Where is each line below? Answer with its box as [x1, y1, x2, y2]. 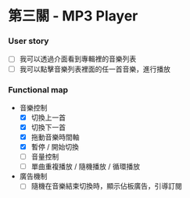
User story [8, 36, 49, 47]
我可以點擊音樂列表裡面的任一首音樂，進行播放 [19, 64, 170, 74]
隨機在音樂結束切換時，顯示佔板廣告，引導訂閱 [30, 182, 182, 191]
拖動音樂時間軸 [30, 132, 80, 142]
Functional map [8, 84, 69, 95]
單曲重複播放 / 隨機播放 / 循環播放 [30, 162, 141, 171]
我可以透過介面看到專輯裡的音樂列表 [19, 54, 137, 63]
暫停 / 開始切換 [30, 142, 80, 152]
